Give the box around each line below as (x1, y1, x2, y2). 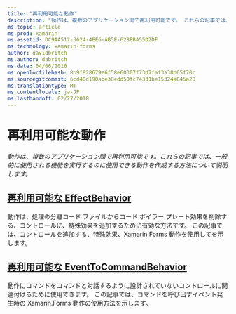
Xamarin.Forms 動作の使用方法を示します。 (27, 299, 152, 307)
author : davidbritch (7, 50, 68, 57)
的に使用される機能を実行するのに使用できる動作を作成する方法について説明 (7, 161, 228, 169)
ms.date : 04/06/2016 (7, 63, 68, 70)
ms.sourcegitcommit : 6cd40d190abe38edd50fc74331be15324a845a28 (7, 75, 196, 83)
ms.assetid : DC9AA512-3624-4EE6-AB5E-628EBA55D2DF (7, 37, 158, 44)
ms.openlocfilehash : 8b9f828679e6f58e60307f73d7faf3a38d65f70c (7, 69, 196, 76)
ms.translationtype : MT (7, 82, 77, 89)
